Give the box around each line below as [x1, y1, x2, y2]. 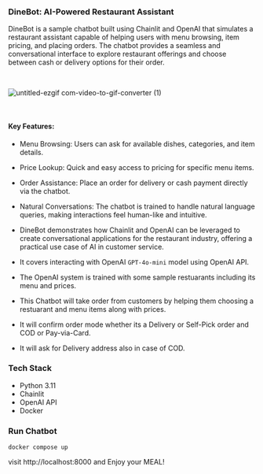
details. [19, 147, 44, 157]
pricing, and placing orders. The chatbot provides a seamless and [8, 41, 221, 50]
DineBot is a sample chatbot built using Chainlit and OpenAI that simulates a [8, 24, 254, 34]
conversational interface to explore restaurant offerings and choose [8, 50, 227, 59]
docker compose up [8, 443, 68, 451]
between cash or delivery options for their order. [8, 57, 165, 67]
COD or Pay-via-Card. [19, 328, 92, 337]
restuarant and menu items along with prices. [19, 304, 166, 313]
